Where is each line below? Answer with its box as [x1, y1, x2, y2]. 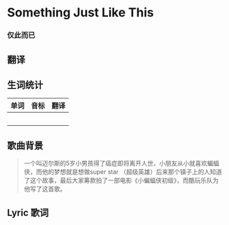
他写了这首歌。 [23, 185, 66, 193]
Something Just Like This [7, 5, 154, 21]
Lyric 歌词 [7, 207, 49, 218]
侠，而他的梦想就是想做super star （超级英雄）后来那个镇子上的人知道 [23, 168, 222, 176]
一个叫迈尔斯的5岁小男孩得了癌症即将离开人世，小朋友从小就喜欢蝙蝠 [23, 159, 220, 168]
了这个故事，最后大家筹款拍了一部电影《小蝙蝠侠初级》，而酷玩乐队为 [23, 176, 219, 185]
